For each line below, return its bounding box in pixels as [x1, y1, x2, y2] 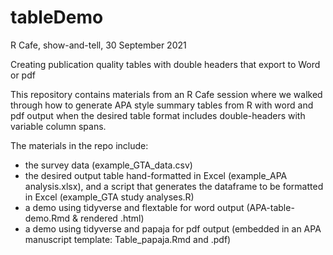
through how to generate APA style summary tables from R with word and [10, 99, 314, 111]
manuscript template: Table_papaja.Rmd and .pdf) [24, 233, 232, 245]
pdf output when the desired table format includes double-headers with [10, 109, 306, 121]
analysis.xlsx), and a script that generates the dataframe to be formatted [24, 180, 324, 192]
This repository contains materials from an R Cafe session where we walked [10, 88, 323, 100]
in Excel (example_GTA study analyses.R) [24, 191, 195, 203]
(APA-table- [246, 201, 295, 213]
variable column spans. [10, 120, 107, 132]
